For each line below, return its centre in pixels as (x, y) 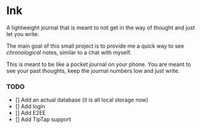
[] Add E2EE (30, 113)
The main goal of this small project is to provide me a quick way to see (95, 46)
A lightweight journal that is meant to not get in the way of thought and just (100, 28)
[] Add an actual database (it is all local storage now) (82, 100)
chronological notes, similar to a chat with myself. (69, 52)
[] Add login (30, 106)
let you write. (23, 34)
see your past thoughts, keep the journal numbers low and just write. (93, 70)
